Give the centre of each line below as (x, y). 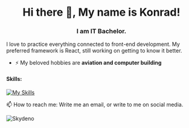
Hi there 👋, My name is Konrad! (101, 12)
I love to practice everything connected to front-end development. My (93, 44)
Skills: (14, 79)
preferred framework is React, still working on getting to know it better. (94, 51)
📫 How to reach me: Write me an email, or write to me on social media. (95, 104)
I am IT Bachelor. (101, 31)
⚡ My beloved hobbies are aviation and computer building (88, 63)
